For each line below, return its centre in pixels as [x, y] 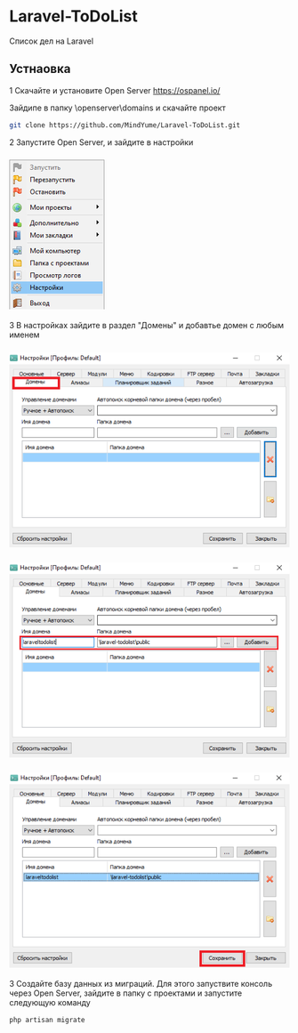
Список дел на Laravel [52, 41]
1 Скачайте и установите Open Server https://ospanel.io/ [115, 90]
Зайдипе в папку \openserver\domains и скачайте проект [117, 108]
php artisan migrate [48, 1020]
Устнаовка [40, 69]
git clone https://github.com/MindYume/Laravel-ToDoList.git [125, 125]
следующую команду [50, 1002]
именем [24, 335]
